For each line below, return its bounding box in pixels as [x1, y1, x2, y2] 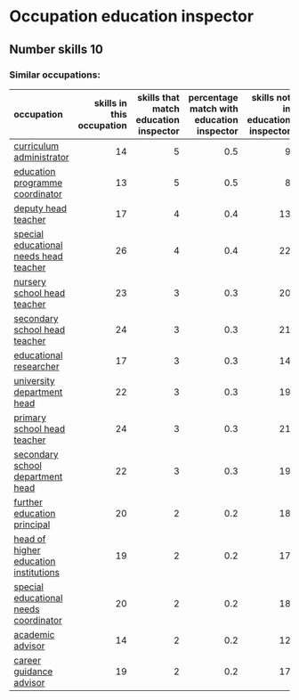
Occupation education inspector [9, 6, 255, 27]
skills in [93, 96, 127, 109]
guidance [13, 665, 53, 678]
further [13, 496, 43, 509]
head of [13, 533, 46, 545]
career [13, 654, 42, 666]
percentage [188, 91, 238, 103]
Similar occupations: [9, 69, 101, 81]
